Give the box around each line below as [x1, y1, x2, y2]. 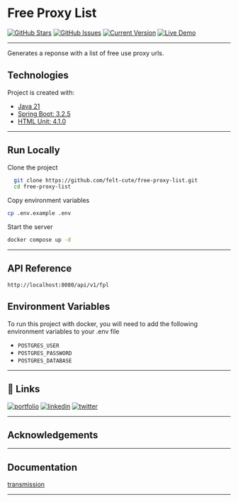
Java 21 [17, 101, 40, 111]
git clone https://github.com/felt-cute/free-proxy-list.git [13, 177, 198, 184]
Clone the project [7, 163, 58, 172]
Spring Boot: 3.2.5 [17, 109, 71, 118]
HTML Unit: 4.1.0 [17, 117, 66, 125]
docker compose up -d [7, 236, 72, 244]
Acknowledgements [7, 429, 98, 441]
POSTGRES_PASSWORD [17, 350, 72, 357]
